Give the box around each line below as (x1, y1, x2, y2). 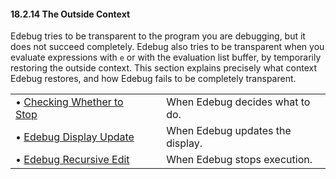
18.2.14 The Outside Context (10, 8, 131, 20)
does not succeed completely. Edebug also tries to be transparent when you (10, 41, 325, 53)
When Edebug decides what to (166, 95, 311, 109)
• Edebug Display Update (15, 130, 135, 144)
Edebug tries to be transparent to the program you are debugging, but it (10, 30, 306, 42)
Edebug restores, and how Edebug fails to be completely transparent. (10, 73, 297, 85)
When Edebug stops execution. (166, 153, 313, 167)
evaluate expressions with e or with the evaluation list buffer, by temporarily (10, 51, 322, 64)
